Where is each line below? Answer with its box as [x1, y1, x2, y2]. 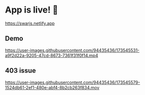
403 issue [5, 66, 36, 75]
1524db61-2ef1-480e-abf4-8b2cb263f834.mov [5, 84, 100, 90]
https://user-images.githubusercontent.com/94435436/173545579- [5, 79, 140, 85]
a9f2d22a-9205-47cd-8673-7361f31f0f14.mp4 [5, 52, 98, 58]
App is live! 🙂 [5, 4, 58, 16]
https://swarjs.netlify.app [5, 20, 55, 26]
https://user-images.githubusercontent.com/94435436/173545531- [5, 47, 140, 53]
